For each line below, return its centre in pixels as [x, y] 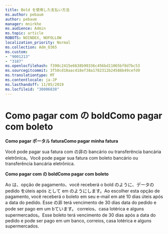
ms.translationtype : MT [30, 75]
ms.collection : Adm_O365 [31, 47]
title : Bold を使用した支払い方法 [37, 10]
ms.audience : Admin [26, 29]
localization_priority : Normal [38, 43]
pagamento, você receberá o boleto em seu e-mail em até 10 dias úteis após [84, 197]
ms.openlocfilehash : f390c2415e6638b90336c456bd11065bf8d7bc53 [73, 66]
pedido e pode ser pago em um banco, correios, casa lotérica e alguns [78, 221]
